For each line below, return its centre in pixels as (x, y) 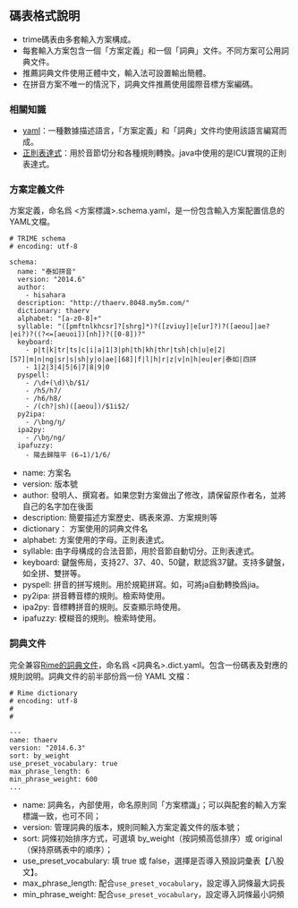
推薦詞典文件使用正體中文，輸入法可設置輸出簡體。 (116, 72)
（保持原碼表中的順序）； (68, 849)
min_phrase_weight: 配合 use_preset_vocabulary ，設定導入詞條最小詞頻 (153, 894)
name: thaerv (34, 740)
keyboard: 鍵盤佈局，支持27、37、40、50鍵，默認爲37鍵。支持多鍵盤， (156, 563)
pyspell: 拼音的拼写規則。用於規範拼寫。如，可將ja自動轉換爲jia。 (143, 585)
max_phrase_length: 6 (50, 771)
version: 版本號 (50, 484)
